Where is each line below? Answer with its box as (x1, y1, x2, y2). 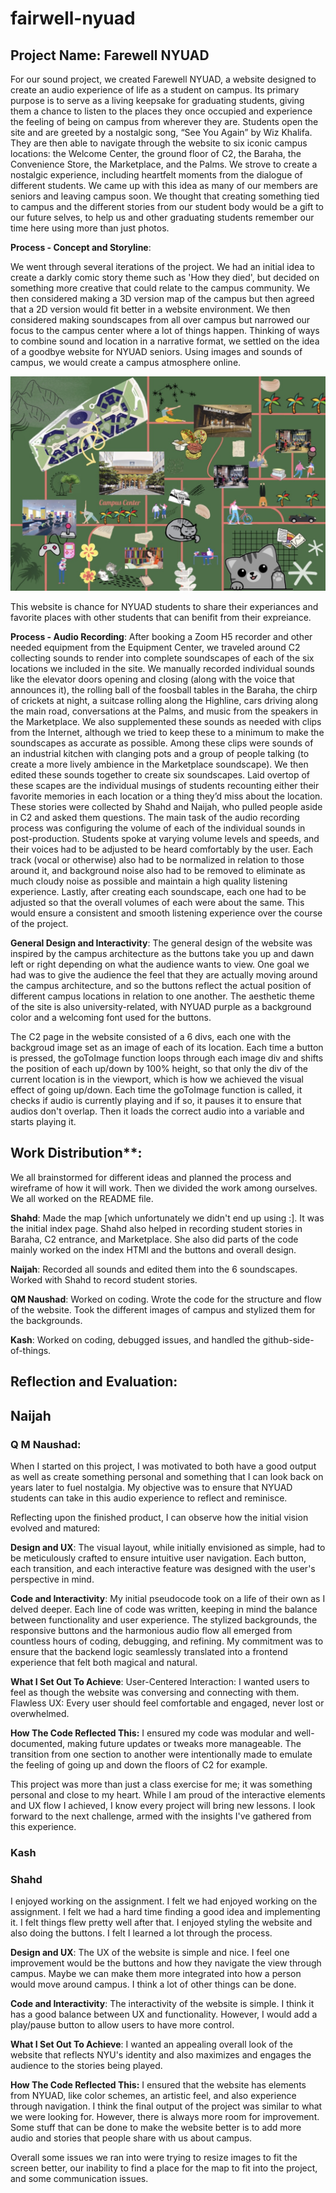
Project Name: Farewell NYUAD (10, 47, 210, 64)
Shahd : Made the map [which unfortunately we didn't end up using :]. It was (10, 1212, 325, 1224)
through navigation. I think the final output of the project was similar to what (10, 2100, 323, 2112)
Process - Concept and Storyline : (10, 242, 152, 253)
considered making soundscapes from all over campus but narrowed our (10, 314, 311, 326)
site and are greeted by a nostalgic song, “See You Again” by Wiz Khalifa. (10, 127, 313, 138)
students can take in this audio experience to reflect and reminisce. (10, 1492, 288, 1504)
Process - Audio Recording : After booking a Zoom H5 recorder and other (10, 631, 313, 643)
